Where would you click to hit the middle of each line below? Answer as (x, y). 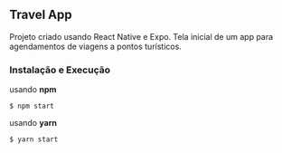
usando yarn (33, 123)
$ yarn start (34, 139)
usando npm (33, 90)
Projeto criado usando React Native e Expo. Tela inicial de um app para (141, 36)
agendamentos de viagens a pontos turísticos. (96, 46)
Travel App (41, 15)
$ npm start (32, 106)
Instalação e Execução (60, 70)
